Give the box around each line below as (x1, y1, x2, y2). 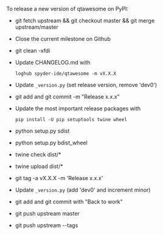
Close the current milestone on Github (15, 35, 111, 42)
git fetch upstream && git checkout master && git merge (15, 17, 155, 24)
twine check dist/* (15, 151, 61, 158)
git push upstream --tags (15, 222, 78, 229)
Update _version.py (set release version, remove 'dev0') (15, 82, 158, 88)
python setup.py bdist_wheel (15, 139, 88, 146)
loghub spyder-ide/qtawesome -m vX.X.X (15, 71, 117, 77)
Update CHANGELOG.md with (15, 59, 91, 66)
